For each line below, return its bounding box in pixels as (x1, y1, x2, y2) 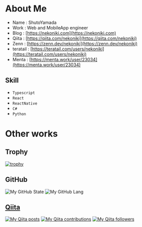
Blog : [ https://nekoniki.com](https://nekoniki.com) (12, 30, 116, 36)
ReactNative (12, 101, 37, 106)
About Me (5, 3, 47, 14)
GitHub (5, 175, 28, 184)
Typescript (12, 90, 35, 95)
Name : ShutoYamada (12, 19, 57, 25)
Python (12, 112, 26, 116)
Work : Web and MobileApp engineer (12, 24, 88, 30)
